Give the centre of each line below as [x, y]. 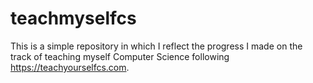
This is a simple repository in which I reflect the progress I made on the [156, 46]
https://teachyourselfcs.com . [70, 67]
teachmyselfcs [73, 18]
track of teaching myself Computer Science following [120, 56]
